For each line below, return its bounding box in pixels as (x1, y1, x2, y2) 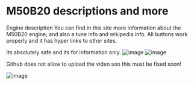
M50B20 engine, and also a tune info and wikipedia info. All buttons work (6, 30, 188, 37)
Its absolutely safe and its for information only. (6, 48, 122, 55)
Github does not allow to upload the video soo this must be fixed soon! (6, 60, 182, 68)
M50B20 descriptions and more (6, 4, 169, 18)
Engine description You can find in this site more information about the (6, 24, 181, 31)
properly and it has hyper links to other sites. (6, 37, 117, 44)
